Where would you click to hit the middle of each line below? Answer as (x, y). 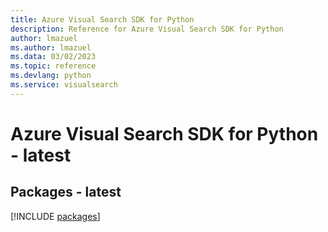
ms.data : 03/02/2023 (53, 57)
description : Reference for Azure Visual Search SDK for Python (147, 29)
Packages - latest (66, 192)
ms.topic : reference (53, 66)
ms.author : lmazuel (51, 47)
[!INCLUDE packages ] (55, 216)
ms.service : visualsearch (64, 85)
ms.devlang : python (51, 76)
